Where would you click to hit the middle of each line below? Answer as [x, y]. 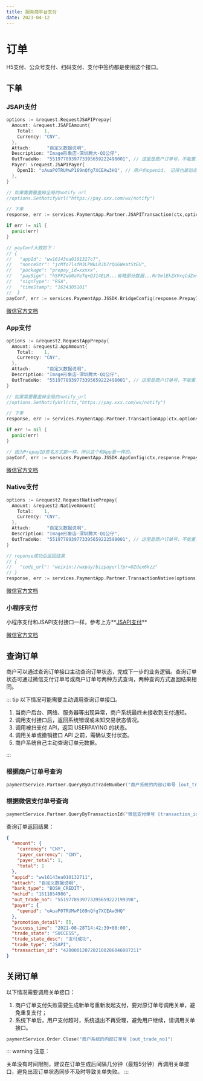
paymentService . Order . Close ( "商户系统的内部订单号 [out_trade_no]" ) [90, 1039]
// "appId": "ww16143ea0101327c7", [54, 259]
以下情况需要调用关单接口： [41, 992]
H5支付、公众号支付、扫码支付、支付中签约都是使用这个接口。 [84, 67]
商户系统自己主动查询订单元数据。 [57, 743]
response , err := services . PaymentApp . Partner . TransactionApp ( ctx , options [102, 419]
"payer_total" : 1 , [40, 861]
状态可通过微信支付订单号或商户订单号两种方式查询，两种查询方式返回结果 [99, 679]
